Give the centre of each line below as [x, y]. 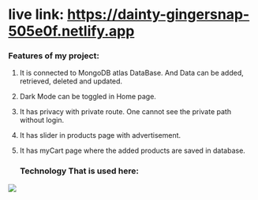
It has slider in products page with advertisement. [100, 135]
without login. [42, 120]
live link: [36, 15]
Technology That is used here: [79, 171]
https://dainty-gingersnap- [158, 15]
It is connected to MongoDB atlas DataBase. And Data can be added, [132, 73]
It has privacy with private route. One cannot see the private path [125, 112]
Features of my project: [54, 56]
